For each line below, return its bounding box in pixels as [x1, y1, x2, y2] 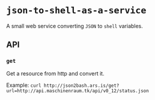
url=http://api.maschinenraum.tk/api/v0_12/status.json [6, 87, 149, 94]
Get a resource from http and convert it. [6, 69, 105, 77]
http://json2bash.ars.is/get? [44, 83, 120, 89]
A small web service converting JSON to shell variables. [6, 22, 143, 29]
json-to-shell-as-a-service [6, 5, 147, 16]
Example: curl [6, 81, 41, 89]
